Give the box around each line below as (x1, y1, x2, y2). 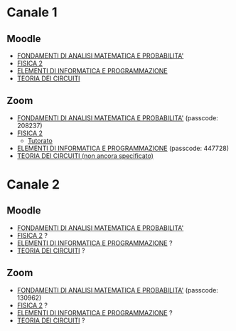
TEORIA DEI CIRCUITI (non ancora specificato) (16, 151, 154, 160)
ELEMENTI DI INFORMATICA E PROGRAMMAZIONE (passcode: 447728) (16, 144, 229, 152)
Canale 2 (6, 177, 60, 192)
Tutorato (27, 136, 53, 145)
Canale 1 (6, 4, 58, 21)
